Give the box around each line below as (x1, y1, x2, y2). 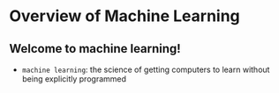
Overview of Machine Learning (9, 6, 240, 26)
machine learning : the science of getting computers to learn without (21, 64, 270, 75)
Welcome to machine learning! (9, 41, 181, 56)
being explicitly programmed (21, 74, 126, 84)
